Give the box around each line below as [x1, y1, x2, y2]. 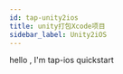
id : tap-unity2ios [9, 13, 79, 23]
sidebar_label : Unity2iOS [9, 30, 107, 39]
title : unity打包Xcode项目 [9, 22, 106, 31]
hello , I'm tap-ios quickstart [9, 55, 115, 66]
